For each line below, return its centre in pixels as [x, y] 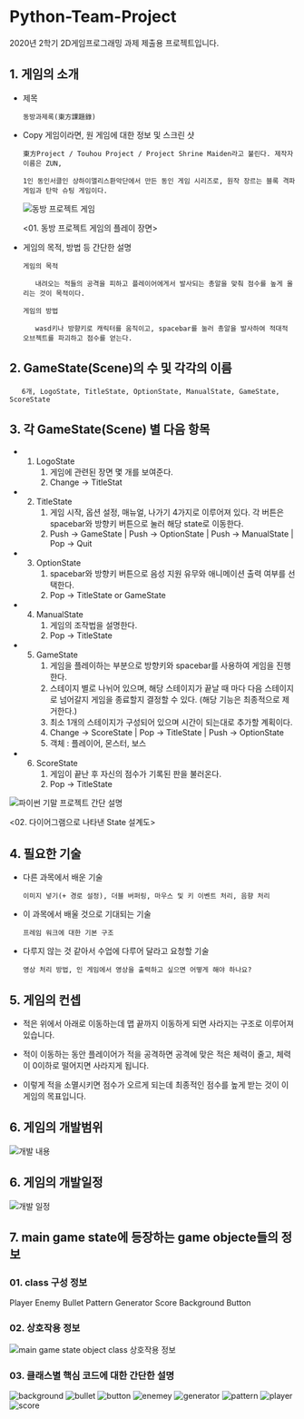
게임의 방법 [40, 310]
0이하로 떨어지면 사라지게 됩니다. [91, 1065]
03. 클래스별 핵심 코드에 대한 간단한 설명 [92, 1375]
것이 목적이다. [62, 293]
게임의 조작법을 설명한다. [93, 626]
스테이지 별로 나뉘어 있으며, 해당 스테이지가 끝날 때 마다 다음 [156, 688]
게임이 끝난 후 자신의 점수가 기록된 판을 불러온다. [136, 774]
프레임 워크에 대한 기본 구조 [68, 933]
